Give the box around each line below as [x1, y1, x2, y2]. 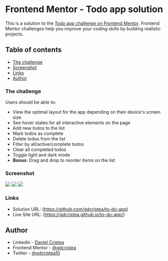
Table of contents [5, 45, 62, 54]
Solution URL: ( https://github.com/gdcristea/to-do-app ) [12, 206, 129, 212]
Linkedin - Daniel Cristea [12, 239, 64, 245]
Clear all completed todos [12, 146, 67, 152]
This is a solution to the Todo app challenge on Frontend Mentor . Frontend [5, 20, 160, 26]
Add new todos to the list [12, 125, 65, 131]
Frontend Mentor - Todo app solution [5, 4, 163, 15]
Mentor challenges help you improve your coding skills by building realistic [5, 25, 161, 31]
